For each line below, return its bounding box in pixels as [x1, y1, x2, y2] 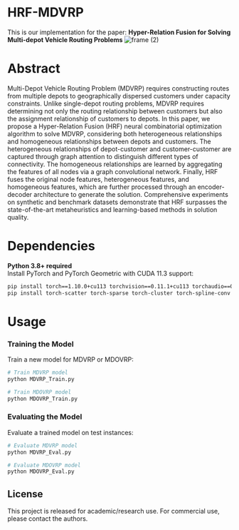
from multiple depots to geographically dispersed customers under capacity [7, 91, 231, 100]
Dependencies [7, 238, 95, 254]
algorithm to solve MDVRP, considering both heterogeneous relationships [7, 129, 223, 138]
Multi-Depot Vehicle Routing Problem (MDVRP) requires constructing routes [7, 83, 230, 93]
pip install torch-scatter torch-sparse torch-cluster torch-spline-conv [7, 290, 231, 297]
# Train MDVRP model [7, 369, 69, 377]
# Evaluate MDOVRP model [7, 462, 81, 469]
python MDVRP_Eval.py [7, 449, 72, 456]
